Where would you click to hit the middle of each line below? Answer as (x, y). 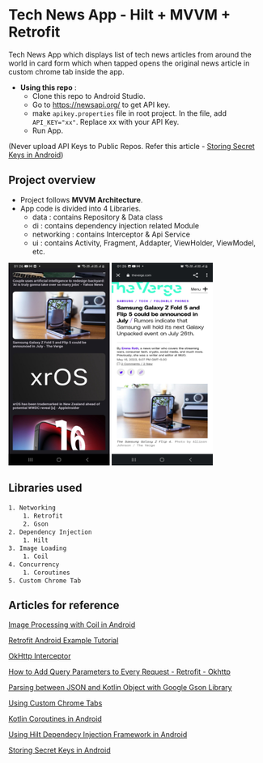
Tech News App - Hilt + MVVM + (120, 15)
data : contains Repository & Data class (98, 217)
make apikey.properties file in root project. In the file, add (129, 113)
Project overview (52, 180)
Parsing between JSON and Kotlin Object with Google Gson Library (120, 688)
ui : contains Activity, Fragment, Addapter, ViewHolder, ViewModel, (144, 243)
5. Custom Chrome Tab (45, 581)
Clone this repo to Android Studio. (89, 96)
